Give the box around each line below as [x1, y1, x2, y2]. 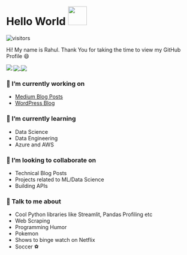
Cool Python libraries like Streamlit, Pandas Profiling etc [14, 211, 153, 218]
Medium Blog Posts [14, 93, 63, 100]
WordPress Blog [14, 100, 55, 107]
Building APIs [14, 182, 48, 189]
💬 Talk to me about [6, 197, 61, 205]
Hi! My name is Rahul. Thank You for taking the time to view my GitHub [6, 46, 181, 53]
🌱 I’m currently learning [6, 115, 76, 123]
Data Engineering [14, 134, 58, 142]
